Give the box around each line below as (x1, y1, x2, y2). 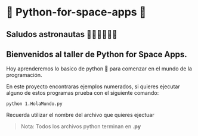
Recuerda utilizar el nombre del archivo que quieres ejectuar (6, 112, 154, 119)
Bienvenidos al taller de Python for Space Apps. (6, 49, 187, 59)
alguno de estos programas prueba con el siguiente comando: (6, 89, 159, 97)
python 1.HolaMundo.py (6, 101, 63, 107)
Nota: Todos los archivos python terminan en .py (20, 123, 141, 130)
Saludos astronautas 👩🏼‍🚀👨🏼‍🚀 (6, 29, 117, 39)
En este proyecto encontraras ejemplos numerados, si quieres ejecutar (6, 83, 180, 90)
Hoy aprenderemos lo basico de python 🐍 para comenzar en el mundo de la (6, 65, 193, 72)
